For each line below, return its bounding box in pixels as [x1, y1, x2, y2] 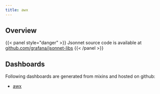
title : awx [5, 7, 29, 13]
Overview [5, 26, 37, 35]
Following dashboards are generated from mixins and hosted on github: [5, 73, 155, 79]
